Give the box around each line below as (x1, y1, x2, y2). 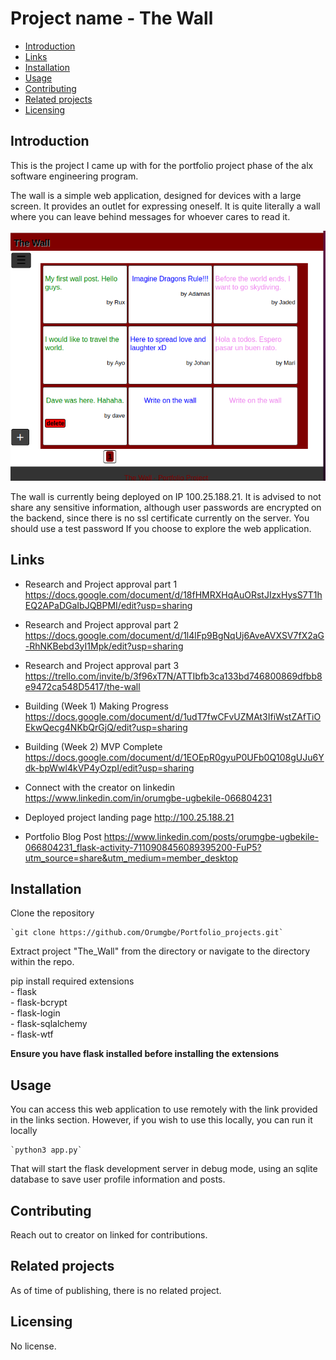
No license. (10, 1340, 57, 1352)
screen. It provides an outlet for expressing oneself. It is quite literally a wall (10, 200, 321, 212)
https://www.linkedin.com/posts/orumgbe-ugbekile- (103, 830, 320, 842)
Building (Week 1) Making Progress (24, 700, 169, 712)
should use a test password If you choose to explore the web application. (10, 522, 312, 534)
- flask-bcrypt (10, 997, 68, 1009)
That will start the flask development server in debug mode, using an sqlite (10, 1163, 318, 1175)
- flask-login (10, 1007, 61, 1019)
